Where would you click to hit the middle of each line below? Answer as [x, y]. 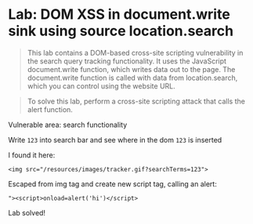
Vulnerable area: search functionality [68, 125]
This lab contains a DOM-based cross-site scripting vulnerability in [135, 52]
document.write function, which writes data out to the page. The [131, 69]
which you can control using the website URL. [101, 86]
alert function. [50, 109]
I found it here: [32, 155]
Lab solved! [27, 212]
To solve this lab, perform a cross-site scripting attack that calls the [136, 101]
